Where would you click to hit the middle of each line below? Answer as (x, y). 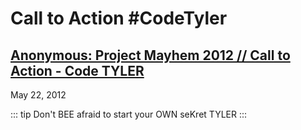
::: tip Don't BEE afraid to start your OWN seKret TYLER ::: (129, 114)
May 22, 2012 (38, 95)
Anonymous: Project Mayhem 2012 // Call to (150, 55)
